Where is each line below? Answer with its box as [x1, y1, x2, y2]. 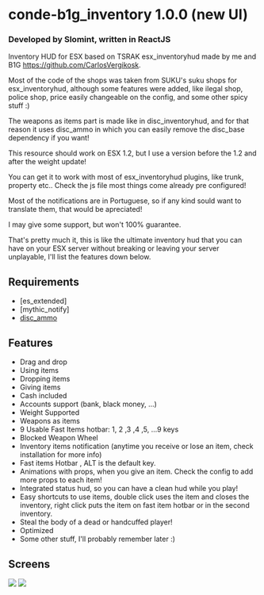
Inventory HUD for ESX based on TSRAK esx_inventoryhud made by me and [8, 52, 257, 61]
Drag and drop [19, 357, 67, 367]
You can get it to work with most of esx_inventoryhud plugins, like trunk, [8, 172, 244, 182]
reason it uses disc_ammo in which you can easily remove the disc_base [8, 125, 245, 134]
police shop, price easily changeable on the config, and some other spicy [8, 93, 248, 102]
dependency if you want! [8, 133, 90, 143]
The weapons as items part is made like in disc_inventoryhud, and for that [8, 117, 250, 126]
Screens [8, 557, 50, 570]
